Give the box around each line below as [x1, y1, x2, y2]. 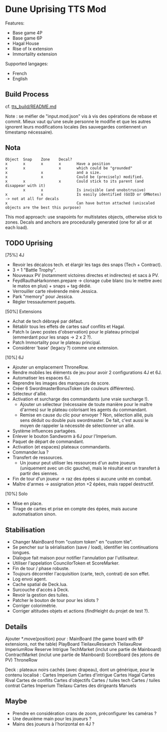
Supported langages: [5, 60, 48, 66]
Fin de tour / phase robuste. [12, 565, 70, 571]
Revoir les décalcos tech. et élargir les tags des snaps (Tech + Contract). [12, 261, 162, 268]
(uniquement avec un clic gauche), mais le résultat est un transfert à [19, 465, 161, 471]
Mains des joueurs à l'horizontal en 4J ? [12, 721, 95, 727]
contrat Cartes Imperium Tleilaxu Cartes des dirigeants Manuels [5, 682, 137, 688]
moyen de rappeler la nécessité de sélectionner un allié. [19, 422, 135, 428]
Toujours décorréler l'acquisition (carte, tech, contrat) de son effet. [12, 571, 150, 577]
